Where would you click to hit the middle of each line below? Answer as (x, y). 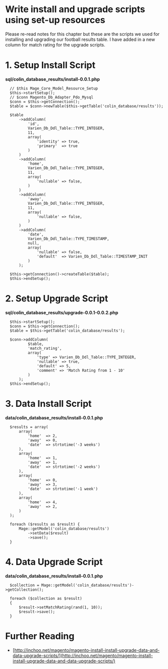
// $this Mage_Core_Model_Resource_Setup (54, 88)
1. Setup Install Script (50, 65)
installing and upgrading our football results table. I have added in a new (80, 39)
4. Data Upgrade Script (54, 562)
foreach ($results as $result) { (45, 524)
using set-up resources (55, 20)
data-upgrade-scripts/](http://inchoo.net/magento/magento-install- (82, 655)
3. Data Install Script (48, 404)
